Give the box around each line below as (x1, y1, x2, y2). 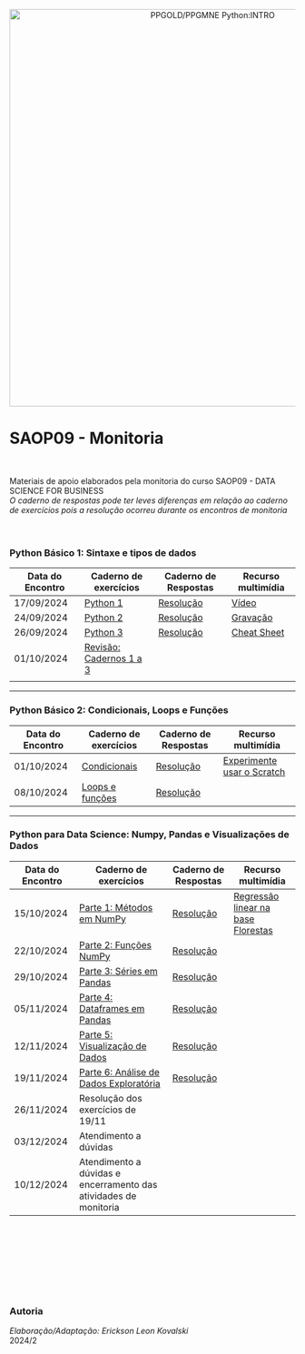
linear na (232, 901, 271, 914)
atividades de (78, 1190, 137, 1202)
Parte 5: (78, 1028, 113, 1041)
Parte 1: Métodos (78, 901, 153, 914)
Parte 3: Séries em (78, 964, 159, 977)
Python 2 (84, 611, 123, 624)
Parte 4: (78, 991, 113, 1003)
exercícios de (78, 1103, 136, 1116)
